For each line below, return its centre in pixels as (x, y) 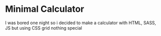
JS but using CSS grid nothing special (44, 28)
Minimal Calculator (45, 9)
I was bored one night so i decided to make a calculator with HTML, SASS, (81, 23)
